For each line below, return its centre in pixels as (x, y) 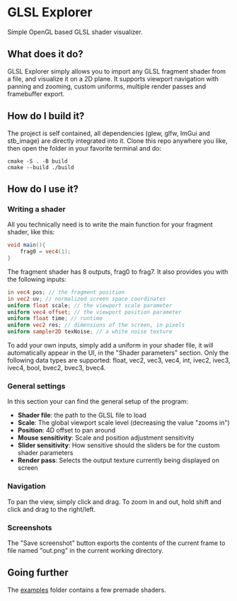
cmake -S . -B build (38, 161)
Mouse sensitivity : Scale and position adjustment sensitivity (106, 438)
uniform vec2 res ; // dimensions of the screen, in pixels (96, 325)
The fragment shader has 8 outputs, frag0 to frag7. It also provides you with (118, 271)
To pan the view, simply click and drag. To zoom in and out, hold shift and (114, 502)
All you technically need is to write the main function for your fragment (110, 224)
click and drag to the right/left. (52, 509)
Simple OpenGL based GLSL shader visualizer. (75, 32)
